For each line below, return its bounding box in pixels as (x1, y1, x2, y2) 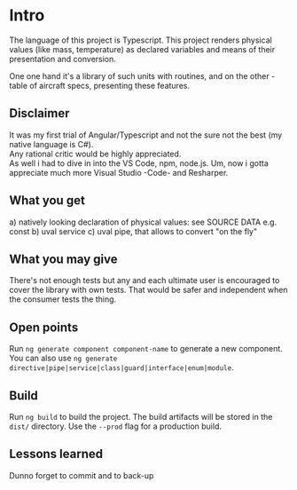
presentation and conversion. (9, 53, 117, 64)
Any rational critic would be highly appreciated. (9, 148, 182, 159)
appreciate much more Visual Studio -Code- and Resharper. (9, 167, 229, 178)
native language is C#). (9, 138, 94, 149)
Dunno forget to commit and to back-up (9, 470, 154, 480)
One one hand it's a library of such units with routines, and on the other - (9, 70, 276, 81)
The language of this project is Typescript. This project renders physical (9, 35, 272, 45)
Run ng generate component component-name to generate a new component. (9, 344, 284, 354)
